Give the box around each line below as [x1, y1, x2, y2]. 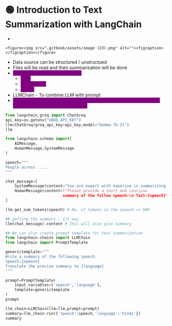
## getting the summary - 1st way [5, 216, 79, 222]
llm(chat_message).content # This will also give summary [5, 221, 132, 226]
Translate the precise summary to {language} [5, 263, 104, 269]
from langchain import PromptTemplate [5, 240, 88, 245]
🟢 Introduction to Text [5, 4, 102, 16]
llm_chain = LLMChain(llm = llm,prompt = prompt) [5, 306, 100, 311]
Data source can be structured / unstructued [12, 59, 107, 65]
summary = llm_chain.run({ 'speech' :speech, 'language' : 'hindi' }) [5, 311, 141, 316]
